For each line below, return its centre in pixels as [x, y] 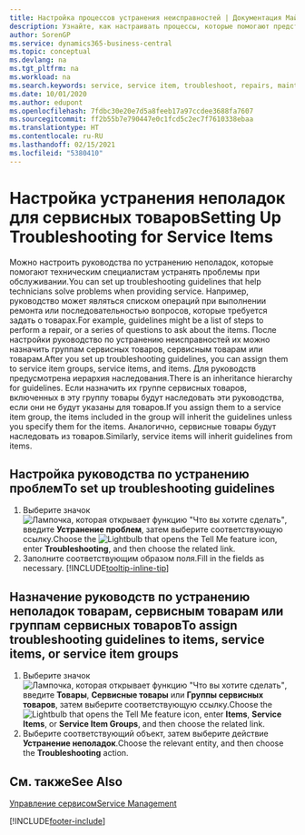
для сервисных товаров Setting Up [145, 217]
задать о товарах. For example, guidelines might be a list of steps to [137, 320]
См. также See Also [66, 782]
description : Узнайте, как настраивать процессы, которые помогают [140, 26]
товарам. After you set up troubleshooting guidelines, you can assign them [149, 358]
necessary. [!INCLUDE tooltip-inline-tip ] [96, 568]
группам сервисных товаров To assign [123, 625]
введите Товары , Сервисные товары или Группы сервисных [143, 695]
